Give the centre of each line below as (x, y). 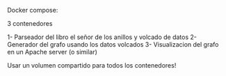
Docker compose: (33, 10)
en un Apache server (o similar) (52, 52)
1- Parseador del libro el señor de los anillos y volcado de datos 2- (102, 37)
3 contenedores (30, 23)
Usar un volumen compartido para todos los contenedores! (92, 65)
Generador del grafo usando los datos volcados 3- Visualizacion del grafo (113, 44)
